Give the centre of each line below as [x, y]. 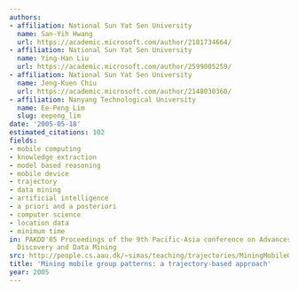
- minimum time [37, 231]
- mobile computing [45, 149]
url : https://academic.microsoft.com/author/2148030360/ [125, 91]
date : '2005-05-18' [45, 125]
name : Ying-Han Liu [53, 58]
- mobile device [39, 173]
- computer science [45, 214]
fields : [24, 141]
